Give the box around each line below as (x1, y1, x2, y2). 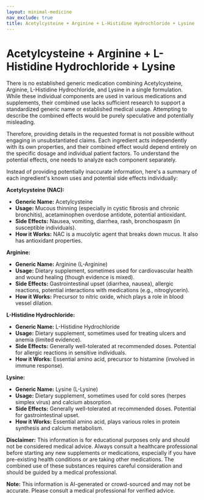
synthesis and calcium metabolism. (15, 424, 104, 432)
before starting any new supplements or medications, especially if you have (6, 449, 196, 457)
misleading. (6, 118, 35, 126)
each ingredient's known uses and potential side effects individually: (6, 174, 178, 182)
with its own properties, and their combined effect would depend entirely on (6, 143, 197, 151)
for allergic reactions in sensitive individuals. (15, 349, 127, 357)
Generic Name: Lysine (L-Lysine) (15, 385, 99, 393)
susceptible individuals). (15, 224, 77, 232)
